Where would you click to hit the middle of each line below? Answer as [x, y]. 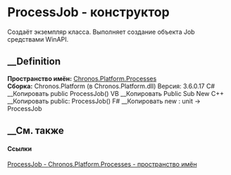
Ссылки [20, 148]
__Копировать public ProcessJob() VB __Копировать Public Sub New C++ [115, 93]
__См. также [36, 131]
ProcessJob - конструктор [89, 12]
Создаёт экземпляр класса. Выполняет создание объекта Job [101, 32]
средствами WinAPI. [38, 39]
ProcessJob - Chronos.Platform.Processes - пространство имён [102, 164]
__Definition [34, 62]
